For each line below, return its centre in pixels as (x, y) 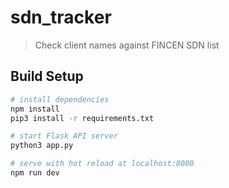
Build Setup (47, 76)
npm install (35, 109)
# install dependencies (60, 99)
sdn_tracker (61, 17)
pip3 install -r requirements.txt (82, 118)
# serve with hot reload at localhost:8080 (102, 164)
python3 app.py (42, 146)
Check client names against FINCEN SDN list (127, 45)
